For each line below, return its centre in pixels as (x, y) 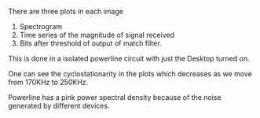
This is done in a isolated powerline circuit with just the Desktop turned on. (129, 59)
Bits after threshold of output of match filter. (91, 43)
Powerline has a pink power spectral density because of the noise (115, 97)
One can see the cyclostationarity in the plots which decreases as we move (130, 74)
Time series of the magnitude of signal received (97, 35)
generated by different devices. (59, 106)
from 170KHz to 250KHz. (48, 82)
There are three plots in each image (66, 11)
